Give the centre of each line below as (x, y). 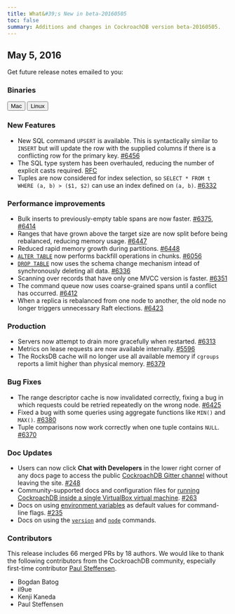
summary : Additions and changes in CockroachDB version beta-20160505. (114, 27)
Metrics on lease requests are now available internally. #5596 (106, 349)
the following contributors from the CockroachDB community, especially (112, 561)
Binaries (22, 90)
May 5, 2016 (34, 55)
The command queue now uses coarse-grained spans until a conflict (117, 286)
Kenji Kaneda (36, 597)
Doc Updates (30, 453)
